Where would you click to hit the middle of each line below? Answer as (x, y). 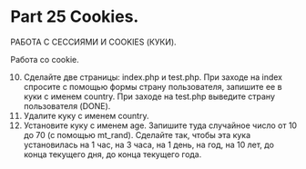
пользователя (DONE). (67, 105)
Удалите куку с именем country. (86, 115)
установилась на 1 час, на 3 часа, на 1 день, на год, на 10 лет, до (148, 144)
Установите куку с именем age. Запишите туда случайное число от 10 (160, 125)
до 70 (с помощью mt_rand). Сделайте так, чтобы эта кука (137, 134)
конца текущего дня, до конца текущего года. (112, 154)
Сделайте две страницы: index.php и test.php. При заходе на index (153, 77)
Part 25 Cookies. (75, 17)
